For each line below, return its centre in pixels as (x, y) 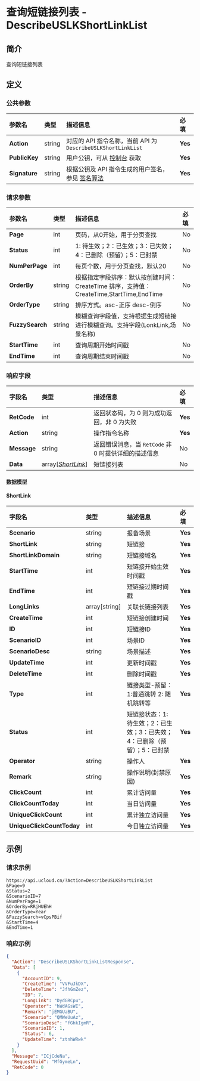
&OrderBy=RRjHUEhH (29, 907)
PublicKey (24, 157)
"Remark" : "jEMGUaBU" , (50, 1012)
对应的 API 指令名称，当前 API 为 (112, 141)
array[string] (103, 607)
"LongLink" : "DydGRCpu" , (53, 1001)
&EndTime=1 (20, 927)
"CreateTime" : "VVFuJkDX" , (55, 984)
